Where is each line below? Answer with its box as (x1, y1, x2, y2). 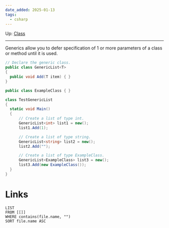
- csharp (10, 17, 28, 22)
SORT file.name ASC (5, 218, 46, 223)
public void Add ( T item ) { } (10, 74, 71, 79)
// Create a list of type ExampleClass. (18, 153, 105, 158)
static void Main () (10, 106, 51, 111)
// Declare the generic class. (5, 60, 71, 66)
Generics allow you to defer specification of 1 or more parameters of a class (5, 45, 162, 51)
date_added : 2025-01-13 (5, 7, 55, 13)
